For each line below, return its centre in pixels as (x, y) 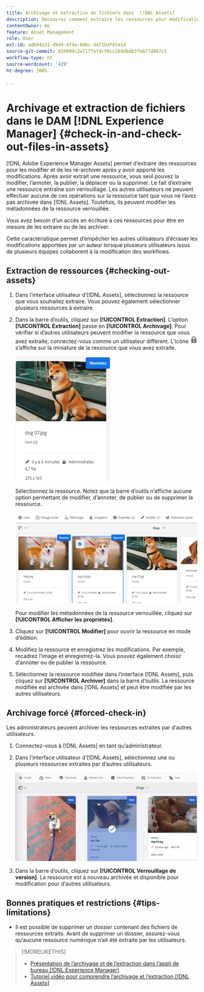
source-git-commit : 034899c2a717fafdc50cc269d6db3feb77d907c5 (87, 52)
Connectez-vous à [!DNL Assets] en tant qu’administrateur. (89, 746)
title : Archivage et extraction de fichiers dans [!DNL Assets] (90, 13)
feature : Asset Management (40, 32)
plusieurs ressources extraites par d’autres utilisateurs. (84, 764)
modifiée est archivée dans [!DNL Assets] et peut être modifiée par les (103, 687)
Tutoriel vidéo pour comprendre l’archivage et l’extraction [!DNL (110, 977)
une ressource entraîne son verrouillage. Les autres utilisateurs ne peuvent (100, 189)
